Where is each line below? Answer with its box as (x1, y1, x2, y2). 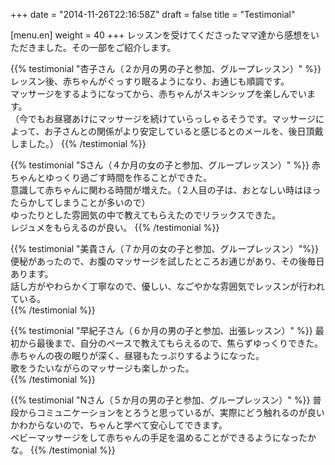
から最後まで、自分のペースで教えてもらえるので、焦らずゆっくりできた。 (18, 337, 324, 349)
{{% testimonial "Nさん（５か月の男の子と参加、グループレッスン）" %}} (10, 394, 311, 406)
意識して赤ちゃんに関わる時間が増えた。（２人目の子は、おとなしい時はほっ (10, 184, 322, 196)
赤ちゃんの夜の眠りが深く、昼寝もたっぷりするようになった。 (10, 350, 265, 361)
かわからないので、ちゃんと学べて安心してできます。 (10, 419, 228, 431)
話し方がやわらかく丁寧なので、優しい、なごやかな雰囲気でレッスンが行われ (10, 280, 325, 292)
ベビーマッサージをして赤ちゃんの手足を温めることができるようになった (10, 432, 308, 443)
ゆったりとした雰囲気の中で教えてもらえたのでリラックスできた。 (10, 209, 282, 221)
